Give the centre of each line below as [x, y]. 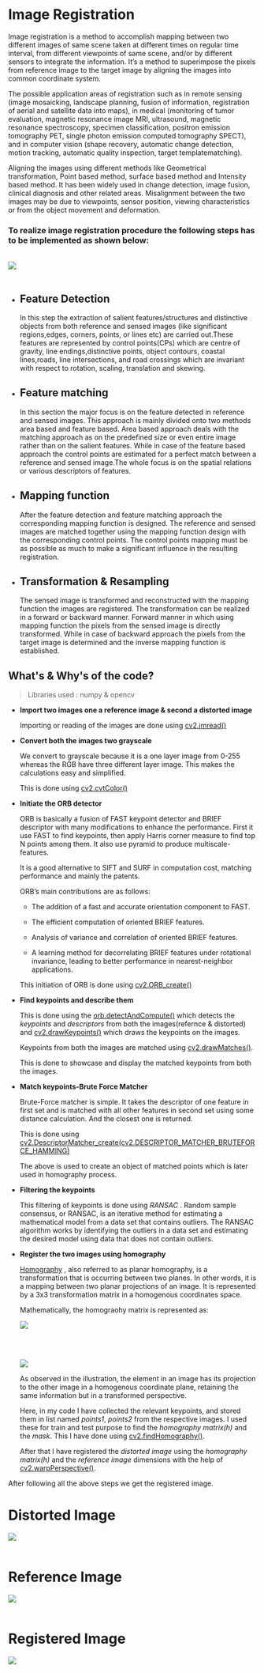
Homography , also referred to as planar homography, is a [113, 1270]
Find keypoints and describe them [76, 1000]
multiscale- [212, 844]
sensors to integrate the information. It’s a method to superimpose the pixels [132, 62]
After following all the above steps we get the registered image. [111, 1483]
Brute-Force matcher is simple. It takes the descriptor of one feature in [134, 1102]
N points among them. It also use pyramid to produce [106, 844]
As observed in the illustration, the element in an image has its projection [138, 1379]
